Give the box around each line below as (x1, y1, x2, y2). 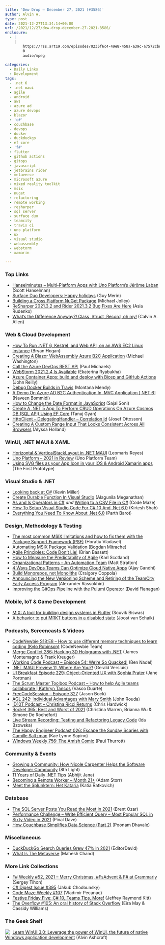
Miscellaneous (5, 834, 41, 841)
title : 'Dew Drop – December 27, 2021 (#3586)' (5, 7, 105, 12)
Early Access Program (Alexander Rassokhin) (12, 581, 105, 587)
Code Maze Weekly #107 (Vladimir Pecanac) (12, 890, 102, 896)
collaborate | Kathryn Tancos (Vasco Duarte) (12, 685, 103, 691)
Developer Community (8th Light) (12, 767, 80, 773)
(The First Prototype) (12, 465, 55, 471)
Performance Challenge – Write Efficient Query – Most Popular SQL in (12, 811, 153, 817)
